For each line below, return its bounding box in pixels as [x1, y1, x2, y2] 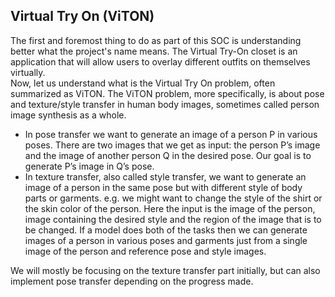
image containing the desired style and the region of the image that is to [24, 213, 322, 225]
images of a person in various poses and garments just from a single [24, 234, 308, 246]
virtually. [10, 66, 46, 78]
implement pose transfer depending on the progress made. [10, 275, 254, 287]
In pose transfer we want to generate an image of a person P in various [24, 128, 318, 140]
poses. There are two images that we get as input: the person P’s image [24, 139, 321, 151]
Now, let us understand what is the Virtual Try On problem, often [10, 77, 276, 89]
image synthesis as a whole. [10, 109, 127, 121]
